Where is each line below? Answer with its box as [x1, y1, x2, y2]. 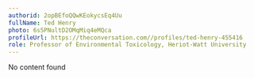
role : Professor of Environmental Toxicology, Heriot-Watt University [8, 41, 247, 49]
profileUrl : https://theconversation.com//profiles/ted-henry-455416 [8, 33, 244, 42]
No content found [8, 62, 66, 72]
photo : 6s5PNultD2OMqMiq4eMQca [8, 26, 112, 34]
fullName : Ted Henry [8, 19, 77, 27]
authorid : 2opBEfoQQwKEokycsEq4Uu [8, 11, 123, 20]
